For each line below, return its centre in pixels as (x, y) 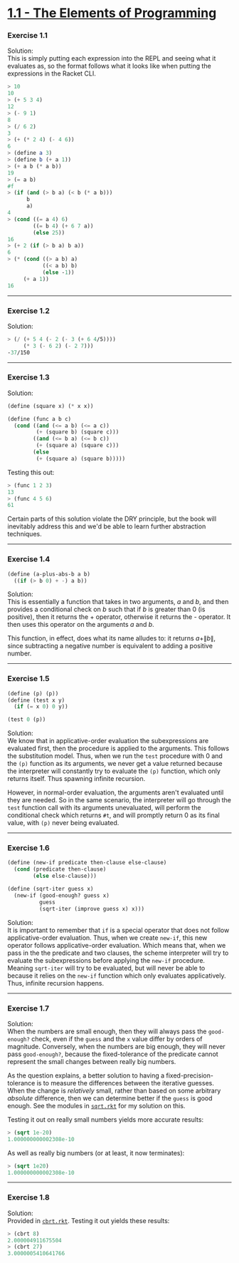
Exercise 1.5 (28, 679)
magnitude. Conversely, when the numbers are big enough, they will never (116, 1046)
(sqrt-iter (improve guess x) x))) (91, 909)
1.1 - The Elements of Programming (112, 13)
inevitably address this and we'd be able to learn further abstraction (107, 526)
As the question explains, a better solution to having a (86, 1075)
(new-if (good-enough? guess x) (62, 895)
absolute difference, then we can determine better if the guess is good (110, 1098)
